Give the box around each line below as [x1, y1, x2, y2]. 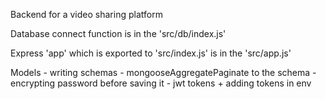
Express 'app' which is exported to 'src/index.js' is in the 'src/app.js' [10, 47, 292, 59]
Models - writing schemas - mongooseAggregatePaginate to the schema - [10, 67, 317, 78]
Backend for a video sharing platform [10, 9, 163, 20]
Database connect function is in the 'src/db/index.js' [10, 28, 227, 39]
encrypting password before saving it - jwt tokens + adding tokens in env [10, 77, 312, 89]
